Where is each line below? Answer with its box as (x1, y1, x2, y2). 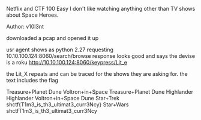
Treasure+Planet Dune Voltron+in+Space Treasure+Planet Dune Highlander (6, 88, 194, 95)
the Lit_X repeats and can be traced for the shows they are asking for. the (6, 70, 188, 77)
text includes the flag (6, 77, 59, 84)
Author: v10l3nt (6, 23, 44, 30)
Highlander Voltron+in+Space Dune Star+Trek (6, 95, 120, 101)
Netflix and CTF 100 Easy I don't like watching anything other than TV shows (6, 5, 196, 12)
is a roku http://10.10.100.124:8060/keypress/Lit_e (6, 59, 128, 66)
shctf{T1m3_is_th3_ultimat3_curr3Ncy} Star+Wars (6, 101, 129, 108)
